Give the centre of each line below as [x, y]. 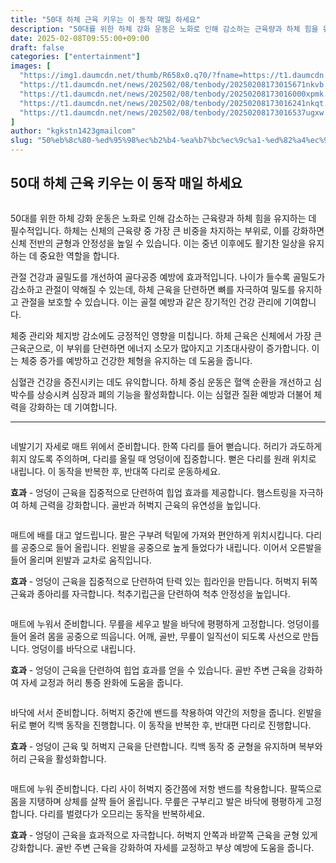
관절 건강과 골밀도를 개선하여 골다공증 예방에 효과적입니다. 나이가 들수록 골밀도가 [168, 277]
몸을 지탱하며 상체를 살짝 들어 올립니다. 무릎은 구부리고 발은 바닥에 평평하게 [157, 801]
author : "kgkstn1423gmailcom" [73, 131]
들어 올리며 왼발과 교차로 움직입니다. [81, 560]
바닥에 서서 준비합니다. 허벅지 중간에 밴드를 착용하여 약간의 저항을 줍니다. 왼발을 [166, 712]
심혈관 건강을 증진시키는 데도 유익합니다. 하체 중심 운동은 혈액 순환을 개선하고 [161, 382]
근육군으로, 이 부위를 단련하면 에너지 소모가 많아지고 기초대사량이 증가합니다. [160, 348]
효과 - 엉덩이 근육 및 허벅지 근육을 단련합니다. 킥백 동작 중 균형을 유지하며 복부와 [166, 746]
